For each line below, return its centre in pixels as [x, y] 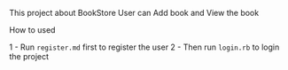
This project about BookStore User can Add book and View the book [134, 13]
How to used [32, 30]
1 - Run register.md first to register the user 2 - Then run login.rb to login [144, 47]
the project [29, 56]
